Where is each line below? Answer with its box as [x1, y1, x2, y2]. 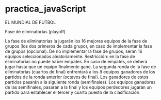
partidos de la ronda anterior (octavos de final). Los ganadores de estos [5, 74, 149, 80]
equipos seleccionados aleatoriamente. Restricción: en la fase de [5, 53, 135, 59]
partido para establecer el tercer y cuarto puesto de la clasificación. [5, 89, 141, 95]
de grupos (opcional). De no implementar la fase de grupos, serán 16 [5, 48, 143, 54]
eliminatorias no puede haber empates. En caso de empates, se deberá [5, 58, 147, 64]
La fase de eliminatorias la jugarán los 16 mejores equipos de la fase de [5, 38, 147, 44]
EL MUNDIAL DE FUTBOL [5, 19, 56, 25]
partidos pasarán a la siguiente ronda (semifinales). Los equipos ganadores [5, 79, 156, 85]
